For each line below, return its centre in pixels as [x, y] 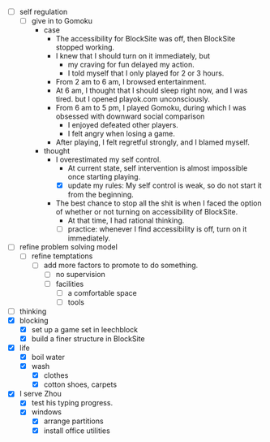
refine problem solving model [69, 247]
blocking [34, 320]
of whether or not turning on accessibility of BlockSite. [147, 212]
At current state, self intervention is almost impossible [158, 168]
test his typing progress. [72, 403]
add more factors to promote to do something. [121, 265]
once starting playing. [104, 177]
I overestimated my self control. [108, 160]
